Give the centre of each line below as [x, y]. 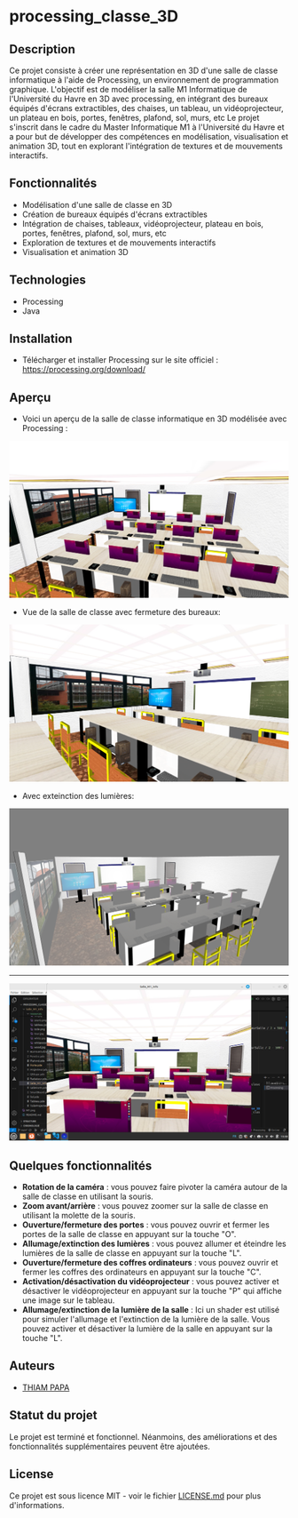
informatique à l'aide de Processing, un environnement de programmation [144, 80]
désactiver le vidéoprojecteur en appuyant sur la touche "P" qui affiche [152, 1291]
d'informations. [37, 1505]
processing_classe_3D [94, 16]
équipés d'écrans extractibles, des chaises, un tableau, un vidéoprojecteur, [146, 108]
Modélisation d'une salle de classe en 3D [97, 204]
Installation [41, 339]
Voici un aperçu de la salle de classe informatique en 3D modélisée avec [154, 419]
